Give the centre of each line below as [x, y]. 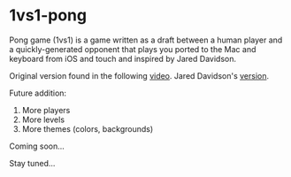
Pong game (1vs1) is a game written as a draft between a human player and [146, 40]
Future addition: [38, 93]
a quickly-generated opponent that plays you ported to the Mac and [133, 49]
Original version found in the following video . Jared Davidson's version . [139, 75]
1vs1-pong [48, 15]
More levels [43, 119]
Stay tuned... [32, 163]
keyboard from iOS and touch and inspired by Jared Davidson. [123, 58]
